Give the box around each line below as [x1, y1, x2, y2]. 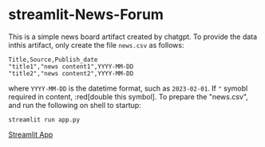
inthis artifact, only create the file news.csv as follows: [8, 40, 185, 49]
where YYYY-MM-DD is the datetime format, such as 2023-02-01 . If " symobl [8, 83, 248, 93]
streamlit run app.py [8, 115, 81, 124]
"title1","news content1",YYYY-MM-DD [8, 62, 134, 71]
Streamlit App [8, 130, 53, 139]
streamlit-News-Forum [8, 6, 164, 24]
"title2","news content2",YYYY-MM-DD [8, 69, 134, 77]
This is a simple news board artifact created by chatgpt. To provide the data [8, 32, 258, 41]
